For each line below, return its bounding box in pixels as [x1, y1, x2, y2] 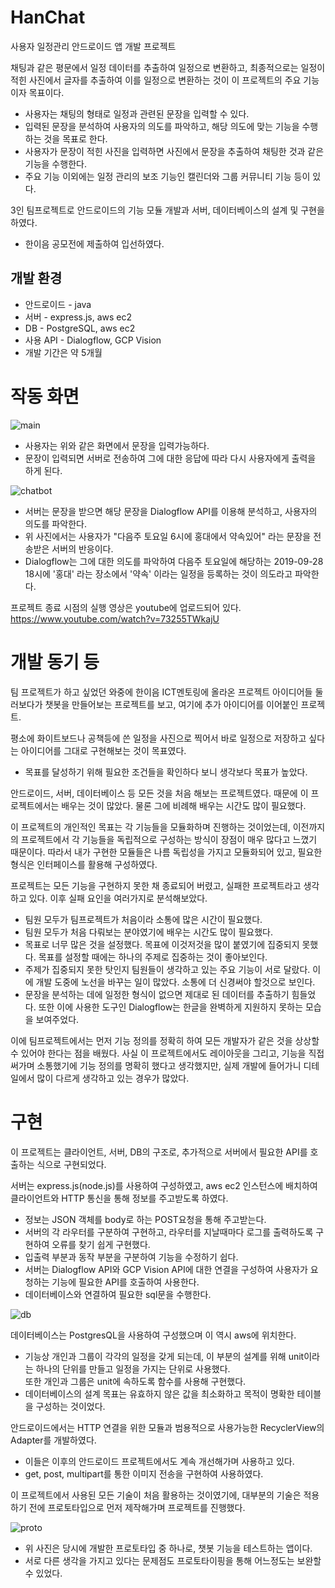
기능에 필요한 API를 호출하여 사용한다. [51, 1276, 200, 1288]
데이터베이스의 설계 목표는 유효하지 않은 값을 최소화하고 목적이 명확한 [24, 1387, 295, 1400]
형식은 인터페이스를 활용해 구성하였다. [10, 858, 158, 870]
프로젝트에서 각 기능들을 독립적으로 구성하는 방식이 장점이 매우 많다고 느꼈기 [20, 833, 318, 845]
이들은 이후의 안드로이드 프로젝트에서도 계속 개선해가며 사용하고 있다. [24, 1455, 295, 1467]
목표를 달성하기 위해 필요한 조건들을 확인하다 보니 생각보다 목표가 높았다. [24, 766, 308, 778]
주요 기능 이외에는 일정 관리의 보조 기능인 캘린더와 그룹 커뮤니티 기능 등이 [24, 170, 311, 182]
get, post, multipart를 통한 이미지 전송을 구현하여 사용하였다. [24, 1467, 264, 1480]
